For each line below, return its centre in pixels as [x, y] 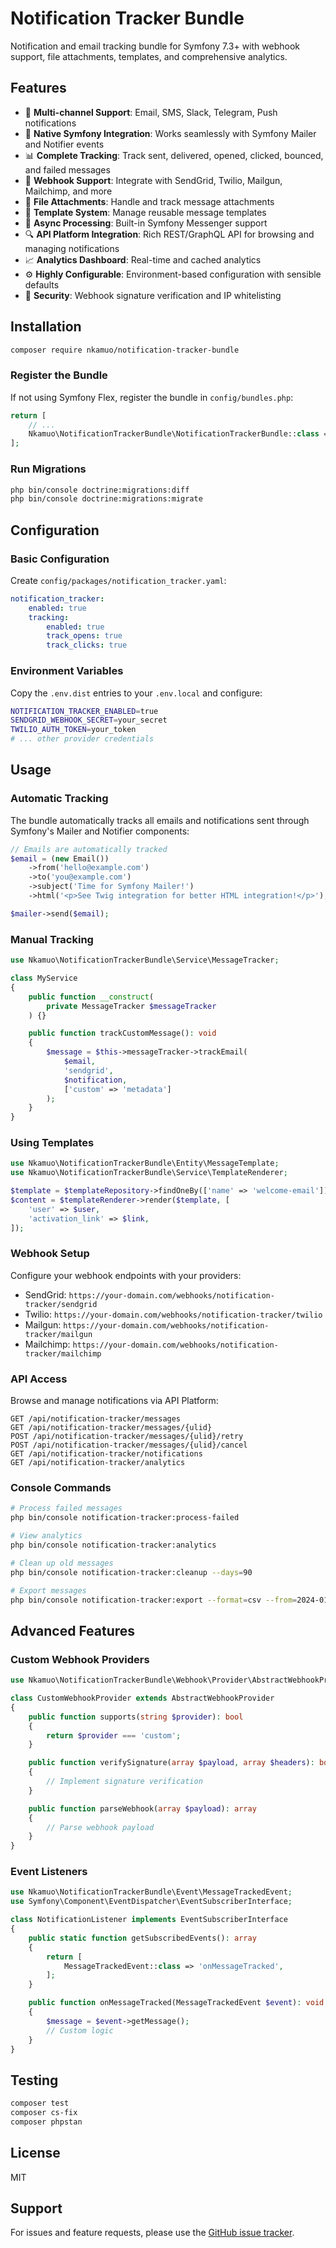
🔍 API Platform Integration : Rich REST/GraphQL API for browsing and [169, 234]
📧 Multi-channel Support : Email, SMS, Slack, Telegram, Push [151, 112]
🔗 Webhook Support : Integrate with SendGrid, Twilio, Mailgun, [153, 180]
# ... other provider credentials [82, 739]
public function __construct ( [91, 997]
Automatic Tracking [59, 799]
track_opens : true [84, 636]
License [35, 2153]
